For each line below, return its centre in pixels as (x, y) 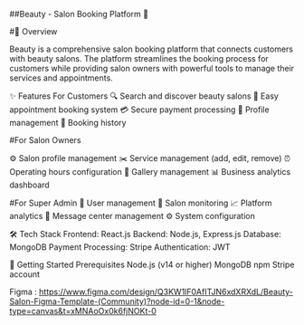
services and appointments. (61, 78)
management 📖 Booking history (68, 123)
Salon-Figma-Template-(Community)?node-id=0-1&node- (117, 301)
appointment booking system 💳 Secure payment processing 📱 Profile (139, 110)
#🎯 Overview (33, 31)
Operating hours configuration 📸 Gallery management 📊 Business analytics (150, 172)
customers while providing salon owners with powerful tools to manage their (152, 68)
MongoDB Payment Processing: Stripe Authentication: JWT (120, 247)
